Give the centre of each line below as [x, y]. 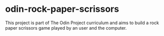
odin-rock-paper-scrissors [62, 9]
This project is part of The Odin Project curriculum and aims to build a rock [82, 23]
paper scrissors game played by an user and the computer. [66, 28]
